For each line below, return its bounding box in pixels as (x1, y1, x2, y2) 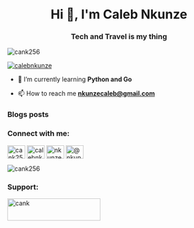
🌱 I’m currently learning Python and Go (17, 75, 132, 84)
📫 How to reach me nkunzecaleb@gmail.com (17, 89, 155, 98)
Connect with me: (7, 129, 70, 139)
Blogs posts (7, 110, 50, 120)
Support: (7, 182, 39, 192)
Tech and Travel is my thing (70, 32, 168, 42)
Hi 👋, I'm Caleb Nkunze (50, 6, 188, 23)
